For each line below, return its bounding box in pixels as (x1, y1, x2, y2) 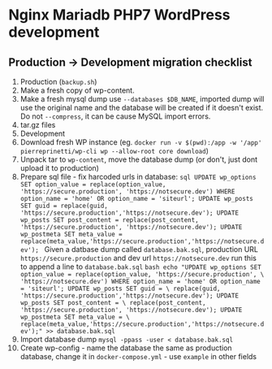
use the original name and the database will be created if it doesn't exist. (19, 103, 264, 112)
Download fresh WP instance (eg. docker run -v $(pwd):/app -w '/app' (19, 137, 262, 147)
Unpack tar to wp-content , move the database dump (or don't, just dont (19, 154, 258, 164)
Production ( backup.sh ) (19, 77, 97, 86)
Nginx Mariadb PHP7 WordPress (8, 6, 231, 24)
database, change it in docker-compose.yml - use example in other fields (19, 352, 257, 361)
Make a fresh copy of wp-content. (19, 85, 136, 95)
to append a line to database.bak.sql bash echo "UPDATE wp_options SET (19, 262, 261, 271)
